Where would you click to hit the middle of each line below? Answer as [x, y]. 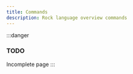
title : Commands [27, 12]
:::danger [18, 35]
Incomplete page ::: [31, 64]
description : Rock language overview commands [67, 18]
